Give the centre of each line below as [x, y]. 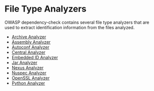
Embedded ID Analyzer [35, 57]
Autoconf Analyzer [30, 47]
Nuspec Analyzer [29, 73]
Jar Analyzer [24, 62]
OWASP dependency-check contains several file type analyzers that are [77, 22]
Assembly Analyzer [31, 42]
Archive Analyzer [29, 37]
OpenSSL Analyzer [30, 78]
